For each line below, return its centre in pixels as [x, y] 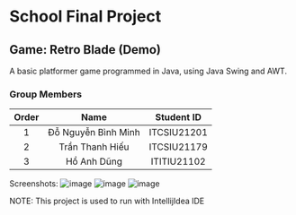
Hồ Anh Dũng [94, 161]
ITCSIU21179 [179, 147]
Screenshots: [34, 184]
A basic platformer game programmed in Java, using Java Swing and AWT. [148, 71]
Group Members [46, 94]
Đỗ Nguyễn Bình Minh [94, 133]
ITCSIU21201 [179, 133]
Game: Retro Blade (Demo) [85, 50]
